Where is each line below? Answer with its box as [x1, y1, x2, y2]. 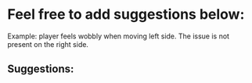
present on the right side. [7, 39, 89, 49]
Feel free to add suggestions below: [7, 5, 245, 23]
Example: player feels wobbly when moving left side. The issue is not [7, 31, 230, 41]
